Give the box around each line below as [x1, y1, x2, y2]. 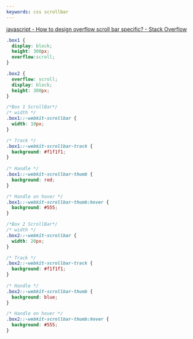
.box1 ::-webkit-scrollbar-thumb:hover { [6, 199, 110, 205]
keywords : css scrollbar [6, 8, 69, 15]
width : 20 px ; [11, 238, 45, 244]
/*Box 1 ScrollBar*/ [6, 104, 59, 110]
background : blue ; [11, 294, 59, 300]
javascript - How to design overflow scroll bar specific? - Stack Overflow [6, 25, 187, 33]
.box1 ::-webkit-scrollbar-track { [6, 143, 93, 149]
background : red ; [11, 177, 55, 183]
